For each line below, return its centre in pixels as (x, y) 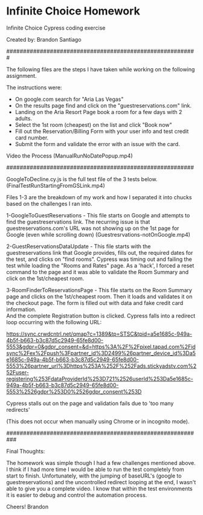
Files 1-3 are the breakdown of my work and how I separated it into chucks (99, 197)
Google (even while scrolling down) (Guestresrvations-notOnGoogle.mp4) (98, 234)
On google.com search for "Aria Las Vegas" (69, 99)
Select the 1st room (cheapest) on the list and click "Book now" (93, 124)
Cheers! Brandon (27, 507)
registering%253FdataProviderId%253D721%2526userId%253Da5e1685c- (100, 379)
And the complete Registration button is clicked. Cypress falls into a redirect (101, 316)
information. (21, 309)
